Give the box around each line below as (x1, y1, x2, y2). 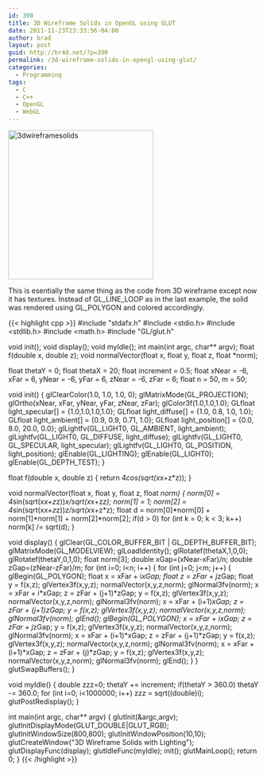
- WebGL (15, 108, 41, 116)
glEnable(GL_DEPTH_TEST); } (8, 458, 106, 466)
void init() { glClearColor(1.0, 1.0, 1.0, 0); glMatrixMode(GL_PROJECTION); (8, 390, 249, 399)
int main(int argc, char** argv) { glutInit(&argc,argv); (8, 712, 179, 721)
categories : (8, 64, 48, 72)
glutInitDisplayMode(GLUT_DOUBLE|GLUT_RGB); (8, 721, 169, 730)
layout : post (8, 41, 52, 49)
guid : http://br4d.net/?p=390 (8, 49, 109, 57)
